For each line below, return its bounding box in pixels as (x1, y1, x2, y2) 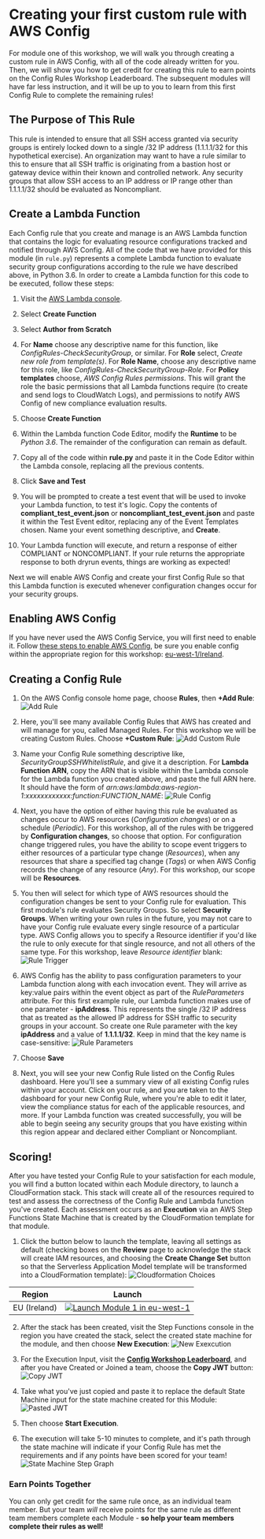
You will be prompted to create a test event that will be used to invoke (20, 491, 246, 501)
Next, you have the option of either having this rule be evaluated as (20, 806, 238, 816)
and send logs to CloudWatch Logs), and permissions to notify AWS (20, 390, 241, 399)
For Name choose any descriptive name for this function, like (20, 339, 219, 349)
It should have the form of (20, 783, 105, 792)
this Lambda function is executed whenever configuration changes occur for (9, 581, 257, 590)
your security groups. (9, 589, 79, 599)
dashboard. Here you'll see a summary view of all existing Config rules (20, 1077, 250, 1086)
